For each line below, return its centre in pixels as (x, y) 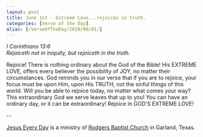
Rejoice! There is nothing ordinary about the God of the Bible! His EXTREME (102, 65)
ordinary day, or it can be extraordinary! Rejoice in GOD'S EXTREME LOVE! (100, 104)
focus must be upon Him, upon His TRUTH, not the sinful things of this (95, 84)
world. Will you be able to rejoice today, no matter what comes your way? (99, 91)
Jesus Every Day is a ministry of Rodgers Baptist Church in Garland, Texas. (101, 128)
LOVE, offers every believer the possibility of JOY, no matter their (88, 72)
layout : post (23, 12)
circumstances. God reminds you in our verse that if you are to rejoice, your (102, 78)
